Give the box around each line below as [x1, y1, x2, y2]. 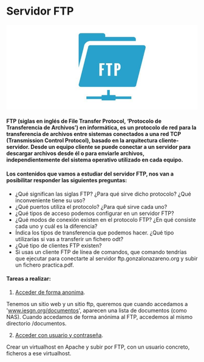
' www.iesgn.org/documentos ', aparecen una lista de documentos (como [6, 307, 187, 314]
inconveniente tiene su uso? [15, 196, 86, 204]
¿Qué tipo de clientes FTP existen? [15, 242, 102, 249]
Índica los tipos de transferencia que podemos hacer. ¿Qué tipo [15, 229, 174, 236]
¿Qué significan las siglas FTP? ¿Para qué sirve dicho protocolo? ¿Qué [15, 190, 191, 197]
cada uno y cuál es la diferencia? [15, 222, 98, 230]
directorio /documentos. [6, 319, 67, 327]
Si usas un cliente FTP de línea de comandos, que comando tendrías [15, 248, 187, 256]
